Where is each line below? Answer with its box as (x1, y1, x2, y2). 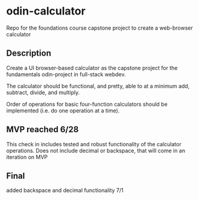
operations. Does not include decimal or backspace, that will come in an (6, 147, 186, 154)
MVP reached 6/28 (6, 124, 79, 135)
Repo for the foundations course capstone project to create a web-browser (6, 24, 193, 31)
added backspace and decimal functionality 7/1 (6, 187, 124, 194)
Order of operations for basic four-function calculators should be (6, 100, 168, 108)
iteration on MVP (6, 153, 48, 161)
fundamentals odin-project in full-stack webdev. (6, 71, 126, 78)
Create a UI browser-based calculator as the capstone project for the (6, 64, 178, 71)
